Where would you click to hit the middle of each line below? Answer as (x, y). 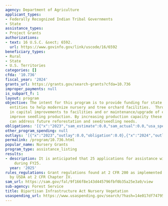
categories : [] (21, 70)
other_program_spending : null (37, 130)
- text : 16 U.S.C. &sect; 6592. (39, 42)
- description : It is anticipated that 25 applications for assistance (81, 158)
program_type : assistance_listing (41, 149)
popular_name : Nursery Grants (37, 145)
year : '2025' (23, 168)
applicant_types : (23, 14)
